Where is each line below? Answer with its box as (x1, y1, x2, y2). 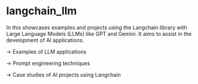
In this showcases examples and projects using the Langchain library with (6, 24, 188, 31)
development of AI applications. (6, 36, 85, 43)
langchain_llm (6, 4, 78, 18)
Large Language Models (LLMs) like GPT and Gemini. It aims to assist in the (6, 30, 192, 37)
